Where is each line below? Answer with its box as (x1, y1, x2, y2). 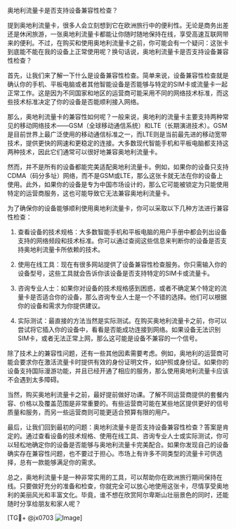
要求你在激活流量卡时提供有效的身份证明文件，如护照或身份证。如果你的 (19, 358, 229, 366)
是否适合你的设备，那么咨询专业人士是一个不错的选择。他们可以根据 (29, 293, 227, 301)
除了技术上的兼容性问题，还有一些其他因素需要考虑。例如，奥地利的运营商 (7, 349, 223, 357)
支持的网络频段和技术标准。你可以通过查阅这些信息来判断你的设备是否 (17, 236, 221, 245)
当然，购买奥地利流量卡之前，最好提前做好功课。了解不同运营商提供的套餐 (7, 390, 223, 399)
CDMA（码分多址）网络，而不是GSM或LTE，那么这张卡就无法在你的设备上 (7, 172, 223, 179)
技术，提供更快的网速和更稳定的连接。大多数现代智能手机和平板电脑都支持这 (7, 139, 229, 147)
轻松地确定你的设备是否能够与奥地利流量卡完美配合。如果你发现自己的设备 (13, 440, 229, 449)
